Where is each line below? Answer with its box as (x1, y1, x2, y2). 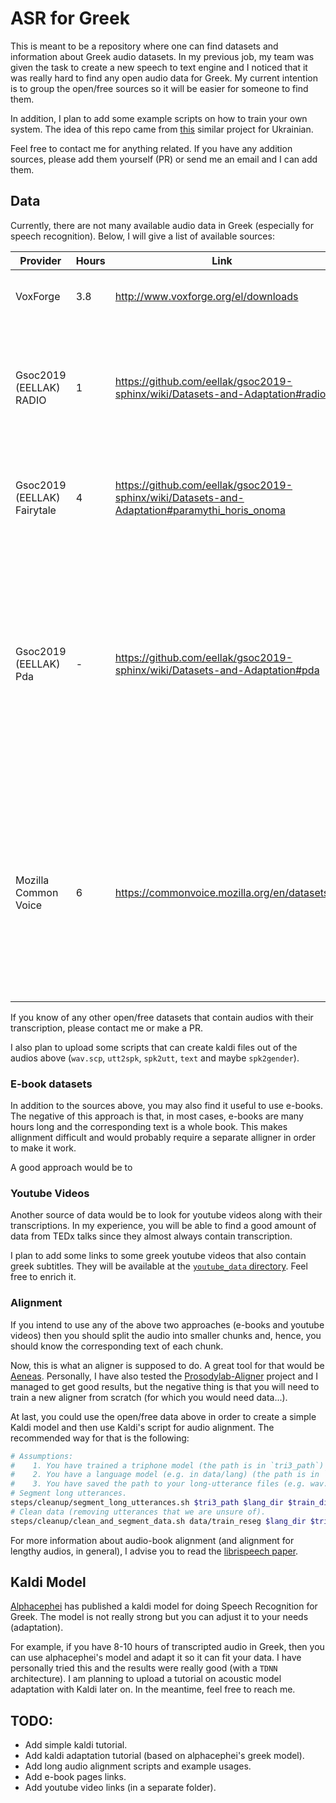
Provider (19, 253, 62, 267)
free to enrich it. (10, 1271, 77, 1283)
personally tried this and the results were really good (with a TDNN (10, 1662, 278, 1674)
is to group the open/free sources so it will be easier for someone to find (10, 82, 309, 94)
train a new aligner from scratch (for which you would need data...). (10, 1391, 288, 1403)
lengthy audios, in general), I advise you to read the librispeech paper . (10, 1545, 299, 1557)
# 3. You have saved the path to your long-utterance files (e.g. (10, 1479, 307, 1489)
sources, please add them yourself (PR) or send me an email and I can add (10, 153, 318, 165)
